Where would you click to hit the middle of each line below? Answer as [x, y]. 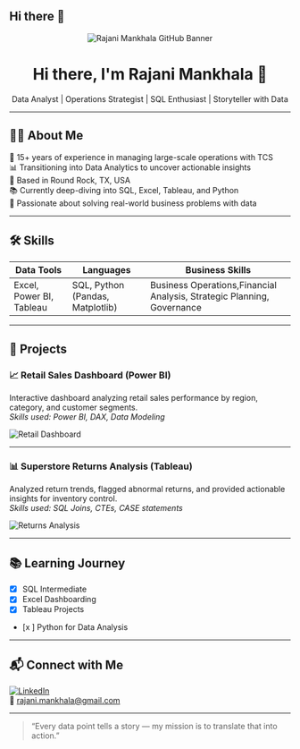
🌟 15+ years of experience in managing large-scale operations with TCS [142, 157]
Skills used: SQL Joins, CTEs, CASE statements [96, 508]
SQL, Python [98, 285]
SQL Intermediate [54, 589]
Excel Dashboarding [59, 600]
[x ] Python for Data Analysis [75, 627]
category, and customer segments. [74, 407]
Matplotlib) [95, 308]
